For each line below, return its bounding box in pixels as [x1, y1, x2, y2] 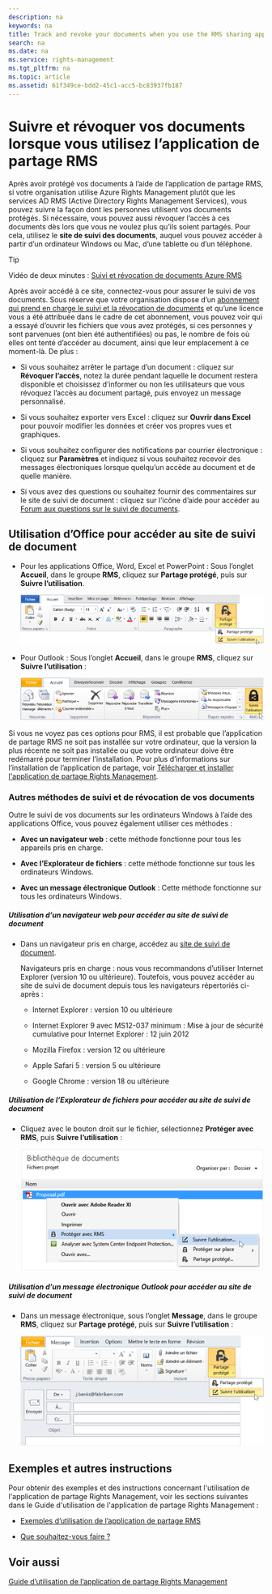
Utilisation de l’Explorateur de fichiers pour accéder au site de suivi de [8, 1095, 251, 1105]
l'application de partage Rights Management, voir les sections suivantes [8, 1492, 249, 1502]
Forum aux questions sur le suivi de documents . [19, 503, 181, 514]
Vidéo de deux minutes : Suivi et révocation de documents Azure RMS [8, 270, 243, 280]
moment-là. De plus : [8, 346, 79, 356]
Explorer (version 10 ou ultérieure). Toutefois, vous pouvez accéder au [19, 972, 255, 982]
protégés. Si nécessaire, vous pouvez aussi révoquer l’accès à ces [8, 213, 231, 223]
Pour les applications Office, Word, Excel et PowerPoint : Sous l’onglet [19, 562, 253, 571]
